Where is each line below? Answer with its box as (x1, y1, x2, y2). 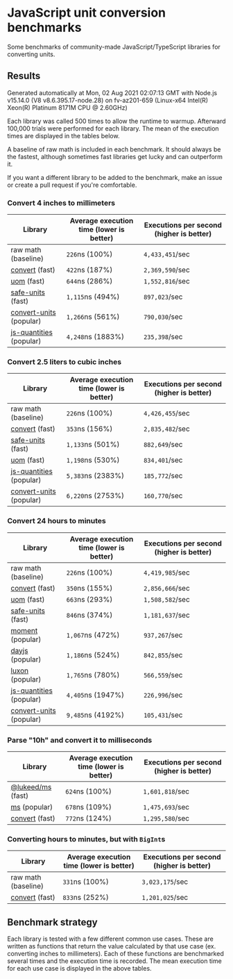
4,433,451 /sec (143, 249, 191, 259)
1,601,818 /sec (143, 787, 189, 796)
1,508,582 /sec (143, 594, 191, 604)
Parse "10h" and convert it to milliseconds (7, 735, 153, 745)
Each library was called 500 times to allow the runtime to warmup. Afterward (7, 117, 227, 125)
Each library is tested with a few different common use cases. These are (7, 935, 214, 943)
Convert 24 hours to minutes (7, 516, 106, 526)
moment (10, 625, 38, 635)
